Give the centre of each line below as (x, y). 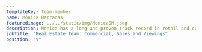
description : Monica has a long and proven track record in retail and (98, 28)
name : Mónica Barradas (35, 17)
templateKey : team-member (38, 12)
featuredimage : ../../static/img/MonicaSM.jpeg (67, 23)
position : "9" (24, 39)
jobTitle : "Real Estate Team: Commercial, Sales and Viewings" (87, 34)
